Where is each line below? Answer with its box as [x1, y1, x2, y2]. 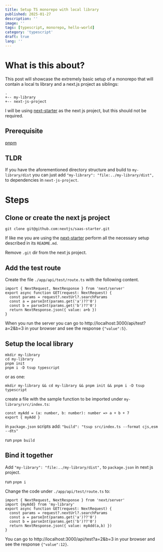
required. [5, 113, 23, 118]
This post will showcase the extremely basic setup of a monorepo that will [5, 76, 153, 82]
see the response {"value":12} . [5, 541, 69, 547]
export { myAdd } [5, 415, 40, 419]
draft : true [5, 35, 29, 39]
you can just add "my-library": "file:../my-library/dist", [32, 172, 154, 178]
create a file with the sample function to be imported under [5, 396, 123, 402]
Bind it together [5, 451, 54, 459]
